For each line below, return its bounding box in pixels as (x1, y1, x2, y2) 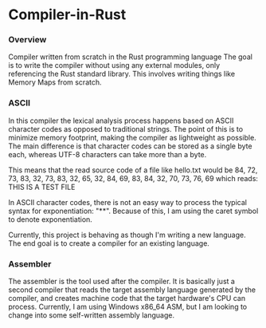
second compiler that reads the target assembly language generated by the (8, 285, 256, 294)
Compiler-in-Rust (8, 6, 127, 24)
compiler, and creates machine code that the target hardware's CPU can (8, 294, 245, 303)
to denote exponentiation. (8, 214, 93, 224)
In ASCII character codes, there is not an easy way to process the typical (8, 197, 247, 207)
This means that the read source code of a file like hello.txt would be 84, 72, (8, 165, 258, 175)
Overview (8, 34, 47, 45)
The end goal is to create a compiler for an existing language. (8, 238, 209, 248)
